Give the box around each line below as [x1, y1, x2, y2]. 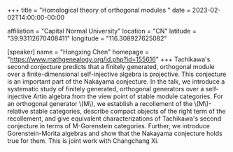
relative [7, 107, 29, 115]
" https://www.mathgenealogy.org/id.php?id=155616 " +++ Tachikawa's [7, 55, 211, 63]
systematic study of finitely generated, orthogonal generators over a [7, 85, 204, 93]
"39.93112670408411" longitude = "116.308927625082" [7, 34, 167, 43]
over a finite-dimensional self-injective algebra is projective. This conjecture [7, 70, 227, 78]
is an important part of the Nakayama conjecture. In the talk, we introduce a [7, 77, 225, 86]
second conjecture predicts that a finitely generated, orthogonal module [7, 63, 215, 70]
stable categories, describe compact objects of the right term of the [30, 107, 226, 115]
